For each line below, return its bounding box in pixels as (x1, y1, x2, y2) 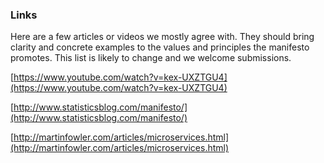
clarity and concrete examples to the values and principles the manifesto (10, 41, 310, 53)
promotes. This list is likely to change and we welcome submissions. (10, 52, 292, 64)
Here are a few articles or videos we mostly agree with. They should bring (10, 31, 315, 43)
